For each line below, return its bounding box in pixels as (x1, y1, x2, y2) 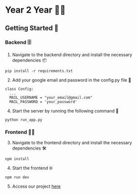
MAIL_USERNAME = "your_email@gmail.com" (9, 95, 93, 100)
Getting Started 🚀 (5, 24, 59, 32)
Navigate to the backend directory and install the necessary (12, 51, 133, 58)
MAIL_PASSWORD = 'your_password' (9, 99, 78, 104)
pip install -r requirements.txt (5, 68, 73, 73)
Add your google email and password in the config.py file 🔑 (12, 77, 132, 83)
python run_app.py (5, 117, 42, 122)
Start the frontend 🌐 (12, 165, 53, 171)
